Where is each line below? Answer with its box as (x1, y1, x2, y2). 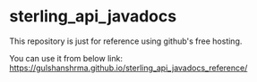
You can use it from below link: (9, 53, 124, 63)
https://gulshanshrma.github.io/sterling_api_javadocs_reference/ (9, 62, 248, 73)
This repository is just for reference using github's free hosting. (9, 36, 243, 46)
